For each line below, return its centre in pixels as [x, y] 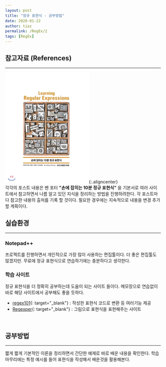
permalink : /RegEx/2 [26, 31]
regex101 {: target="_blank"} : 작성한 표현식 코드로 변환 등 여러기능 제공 [82, 303]
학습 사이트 [18, 275]
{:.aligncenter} [103, 182]
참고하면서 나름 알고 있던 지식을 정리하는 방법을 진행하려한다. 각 [79, 194]
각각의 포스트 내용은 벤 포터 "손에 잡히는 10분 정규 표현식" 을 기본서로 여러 [77, 187]
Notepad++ [19, 243]
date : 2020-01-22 [23, 21]
